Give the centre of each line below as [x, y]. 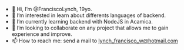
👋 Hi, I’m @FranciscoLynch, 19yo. [52, 9]
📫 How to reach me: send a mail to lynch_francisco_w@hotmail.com [95, 41]
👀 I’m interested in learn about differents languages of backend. [89, 15]
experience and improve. [42, 34]
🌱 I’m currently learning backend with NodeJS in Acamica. [82, 21]
